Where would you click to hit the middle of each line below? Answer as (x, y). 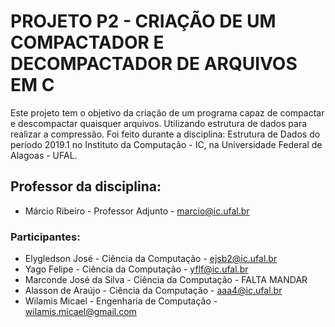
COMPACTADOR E (87, 42)
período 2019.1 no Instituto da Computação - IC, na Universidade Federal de (166, 144)
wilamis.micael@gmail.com (80, 312)
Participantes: (45, 237)
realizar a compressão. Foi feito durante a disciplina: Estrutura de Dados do (165, 134)
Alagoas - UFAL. (44, 155)
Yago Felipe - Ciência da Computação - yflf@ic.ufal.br (136, 269)
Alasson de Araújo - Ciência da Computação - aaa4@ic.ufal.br (153, 291)
